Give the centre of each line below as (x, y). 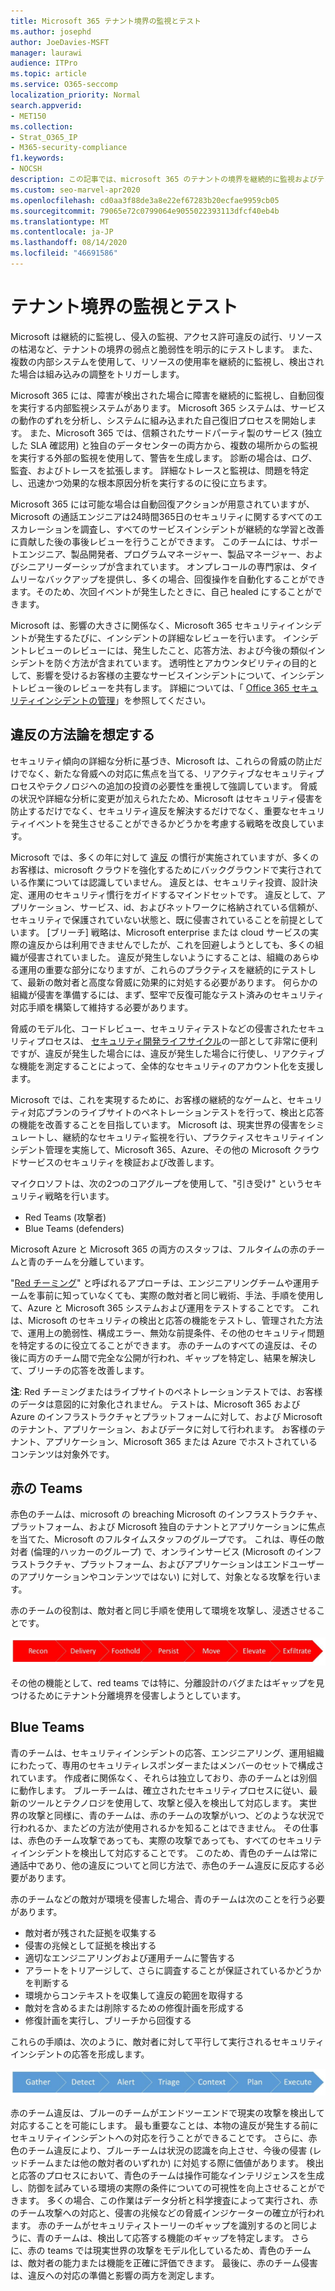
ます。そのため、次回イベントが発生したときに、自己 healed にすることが (162, 591)
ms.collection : (42, 126)
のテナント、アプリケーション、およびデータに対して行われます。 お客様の (164, 1429)
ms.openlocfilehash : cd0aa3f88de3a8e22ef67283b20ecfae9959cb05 (145, 200)
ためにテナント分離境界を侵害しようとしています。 (141, 1695)
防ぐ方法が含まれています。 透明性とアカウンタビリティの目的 (181, 662)
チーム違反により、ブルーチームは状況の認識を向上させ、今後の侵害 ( (170, 2151)
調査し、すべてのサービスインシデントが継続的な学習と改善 (202, 529)
